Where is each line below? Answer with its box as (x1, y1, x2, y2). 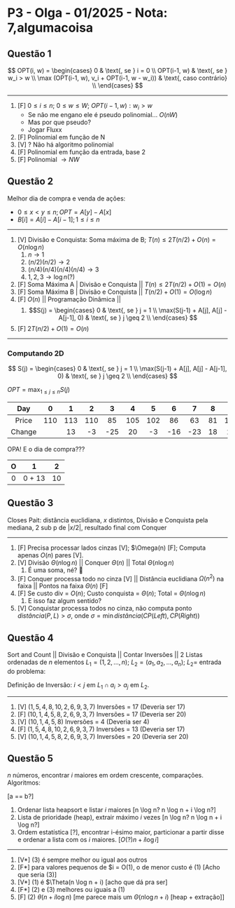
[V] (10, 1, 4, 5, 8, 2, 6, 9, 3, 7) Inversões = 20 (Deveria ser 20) (17, 732, 189, 740)
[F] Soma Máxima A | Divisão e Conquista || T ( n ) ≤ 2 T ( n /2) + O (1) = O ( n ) (17, 280, 227, 288)
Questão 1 (7, 48, 52, 60)
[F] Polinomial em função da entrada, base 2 (17, 147, 145, 156)
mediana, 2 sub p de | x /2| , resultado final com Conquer (7, 523, 167, 531)
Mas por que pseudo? (27, 118, 92, 126)
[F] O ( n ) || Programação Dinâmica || (17, 294, 121, 303)
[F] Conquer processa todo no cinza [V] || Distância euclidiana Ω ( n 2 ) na (17, 573, 225, 583)
